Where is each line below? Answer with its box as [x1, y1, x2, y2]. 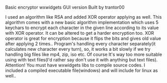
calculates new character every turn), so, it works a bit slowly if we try [5, 46, 151, 52]
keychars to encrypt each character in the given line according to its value [5, 25, 159, 31]
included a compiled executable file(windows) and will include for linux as [5, 67, 158, 73]
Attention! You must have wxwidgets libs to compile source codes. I [5, 62, 145, 68]
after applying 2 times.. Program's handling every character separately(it [5, 41, 156, 47]
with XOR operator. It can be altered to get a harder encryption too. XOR [5, 30, 154, 36]
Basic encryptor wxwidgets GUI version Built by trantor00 [5, 5, 125, 10]
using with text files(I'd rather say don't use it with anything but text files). [5, 57, 158, 62]
